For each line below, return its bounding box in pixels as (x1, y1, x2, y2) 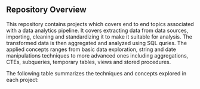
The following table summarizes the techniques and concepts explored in (6, 69, 187, 77)
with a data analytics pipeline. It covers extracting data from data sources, (6, 27, 189, 34)
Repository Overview (6, 5, 87, 15)
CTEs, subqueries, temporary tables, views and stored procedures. (6, 58, 171, 65)
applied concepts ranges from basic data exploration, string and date (6, 46, 176, 53)
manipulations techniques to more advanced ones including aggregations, (6, 52, 189, 59)
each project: (6, 76, 39, 83)
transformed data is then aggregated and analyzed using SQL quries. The (6, 39, 187, 46)
